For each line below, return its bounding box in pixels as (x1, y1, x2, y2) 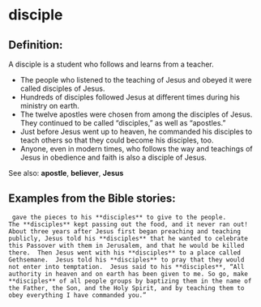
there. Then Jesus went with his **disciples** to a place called (8, 249, 242, 257)
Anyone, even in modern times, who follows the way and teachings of (19, 144, 253, 153)
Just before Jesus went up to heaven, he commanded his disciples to (19, 127, 253, 136)
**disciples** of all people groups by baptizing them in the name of (8, 277, 252, 285)
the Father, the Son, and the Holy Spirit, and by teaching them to (8, 284, 245, 292)
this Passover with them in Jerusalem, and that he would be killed (8, 241, 245, 249)
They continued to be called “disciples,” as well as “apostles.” (19, 118, 226, 127)
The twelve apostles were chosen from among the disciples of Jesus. (19, 109, 253, 119)
